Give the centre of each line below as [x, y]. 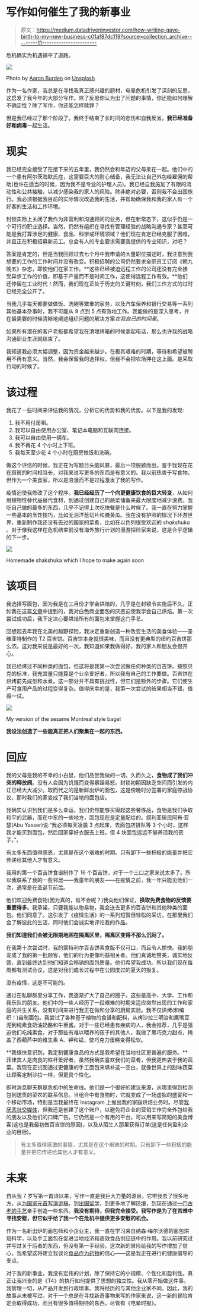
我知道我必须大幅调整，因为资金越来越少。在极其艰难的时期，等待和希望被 [97, 351]
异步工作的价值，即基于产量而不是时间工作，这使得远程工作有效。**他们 [99, 276]
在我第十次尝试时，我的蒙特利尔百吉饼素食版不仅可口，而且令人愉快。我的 [97, 947]
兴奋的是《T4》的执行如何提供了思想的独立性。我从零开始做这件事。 [105, 1280]
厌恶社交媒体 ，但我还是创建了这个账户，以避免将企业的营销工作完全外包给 [97, 1109]
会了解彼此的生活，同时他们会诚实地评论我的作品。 [68, 922]
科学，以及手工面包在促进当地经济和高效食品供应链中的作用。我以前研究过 [102, 1238]
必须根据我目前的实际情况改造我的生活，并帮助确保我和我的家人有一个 [107, 199]
